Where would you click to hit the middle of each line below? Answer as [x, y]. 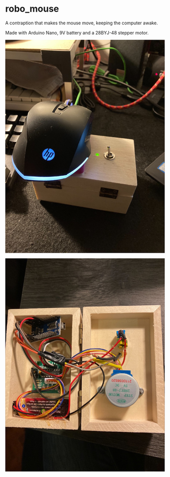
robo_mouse [32, 9]
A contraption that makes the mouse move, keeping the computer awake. [82, 23]
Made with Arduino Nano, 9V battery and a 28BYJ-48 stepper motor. [77, 32]
